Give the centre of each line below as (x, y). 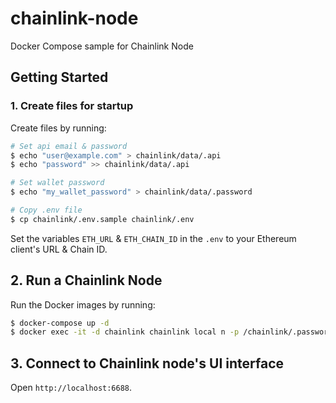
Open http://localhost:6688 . (71, 388)
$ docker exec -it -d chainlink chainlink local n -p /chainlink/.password (171, 332)
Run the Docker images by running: (83, 304)
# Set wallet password (57, 183)
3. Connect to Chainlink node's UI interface (147, 363)
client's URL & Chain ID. (59, 249)
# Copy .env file (46, 210)
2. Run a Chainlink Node (86, 280)
